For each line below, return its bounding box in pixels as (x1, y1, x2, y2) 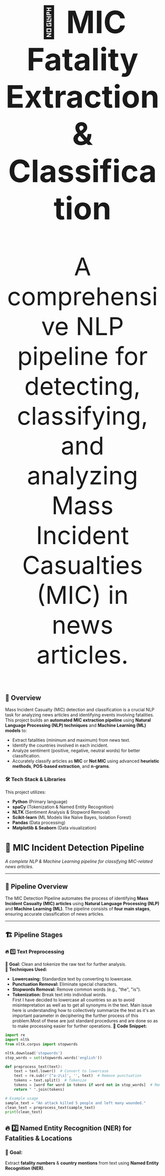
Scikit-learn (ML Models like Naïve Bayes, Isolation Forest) (12, 814, 132, 820)
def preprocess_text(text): (5, 1064, 63, 1069)
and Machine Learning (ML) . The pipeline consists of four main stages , (5, 906, 151, 912)
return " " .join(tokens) (14, 1087, 65, 1092)
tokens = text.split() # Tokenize (14, 1078, 87, 1083)
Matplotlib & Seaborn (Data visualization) (12, 824, 97, 831)
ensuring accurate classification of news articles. (5, 911, 105, 917)
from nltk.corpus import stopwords (5, 1042, 78, 1046)
